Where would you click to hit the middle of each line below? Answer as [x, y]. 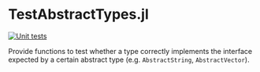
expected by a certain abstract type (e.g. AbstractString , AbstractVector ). [129, 59]
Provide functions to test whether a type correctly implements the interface [130, 51]
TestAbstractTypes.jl [79, 14]
